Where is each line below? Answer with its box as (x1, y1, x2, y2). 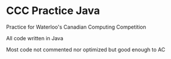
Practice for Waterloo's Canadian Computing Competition (6, 23, 147, 30)
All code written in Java (6, 34, 63, 41)
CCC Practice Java (6, 4, 101, 18)
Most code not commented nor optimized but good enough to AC (6, 46, 166, 53)
